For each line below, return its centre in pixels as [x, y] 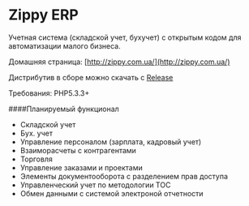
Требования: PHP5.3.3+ [49, 93]
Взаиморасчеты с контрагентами [78, 150]
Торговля [36, 159]
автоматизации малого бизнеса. [64, 45]
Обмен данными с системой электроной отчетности [112, 193]
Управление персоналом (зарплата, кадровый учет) [111, 142]
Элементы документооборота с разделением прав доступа [124, 176]
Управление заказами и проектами [82, 167]
